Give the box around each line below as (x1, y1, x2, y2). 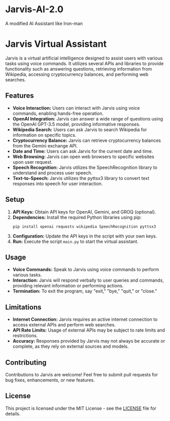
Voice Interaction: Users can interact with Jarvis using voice (12, 105, 141, 111)
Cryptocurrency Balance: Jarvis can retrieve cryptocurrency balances (12, 137, 161, 143)
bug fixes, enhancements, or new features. (5, 377, 95, 383)
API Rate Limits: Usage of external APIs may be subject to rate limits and (12, 327, 165, 334)
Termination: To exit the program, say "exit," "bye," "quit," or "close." (12, 288, 157, 294)
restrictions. (12, 333, 38, 339)
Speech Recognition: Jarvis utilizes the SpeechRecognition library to (12, 164, 158, 170)
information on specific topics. (12, 132, 77, 138)
